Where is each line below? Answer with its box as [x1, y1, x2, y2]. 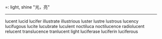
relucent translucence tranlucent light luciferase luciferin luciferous [5, 28, 138, 34]
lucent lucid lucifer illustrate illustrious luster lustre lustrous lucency [5, 18, 139, 24]
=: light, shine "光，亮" [5, 4, 50, 10]
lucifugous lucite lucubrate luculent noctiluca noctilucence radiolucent [5, 24, 145, 29]
